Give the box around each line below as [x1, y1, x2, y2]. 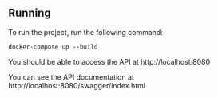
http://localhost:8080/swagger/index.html [8, 80, 146, 90]
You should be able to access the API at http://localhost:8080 [8, 57, 210, 66]
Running [8, 6, 52, 20]
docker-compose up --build [8, 43, 98, 51]
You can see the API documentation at [8, 72, 134, 82]
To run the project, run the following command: [8, 27, 164, 37]
